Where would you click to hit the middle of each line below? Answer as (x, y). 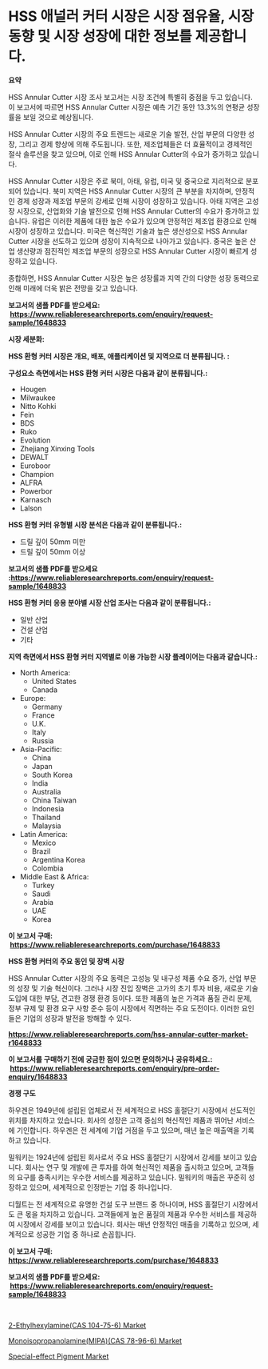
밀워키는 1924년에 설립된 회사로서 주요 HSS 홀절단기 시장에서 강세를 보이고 (126, 1157)
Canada (45, 690)
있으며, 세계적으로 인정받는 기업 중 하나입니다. (100, 1187)
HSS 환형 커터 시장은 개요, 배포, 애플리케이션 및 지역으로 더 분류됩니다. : (119, 356)
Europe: (33, 698)
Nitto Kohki (38, 406)
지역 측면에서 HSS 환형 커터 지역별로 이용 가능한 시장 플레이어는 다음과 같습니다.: (133, 656)
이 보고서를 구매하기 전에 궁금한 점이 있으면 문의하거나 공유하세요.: (110, 1059)
